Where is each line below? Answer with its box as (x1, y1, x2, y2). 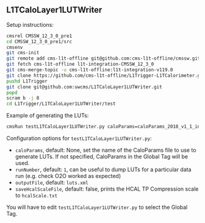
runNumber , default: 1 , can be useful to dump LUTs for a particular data (15, 166, 192, 173)
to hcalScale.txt (15, 192, 58, 199)
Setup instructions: (6, 21, 54, 28)
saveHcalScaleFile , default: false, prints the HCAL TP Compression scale (15, 185, 199, 193)
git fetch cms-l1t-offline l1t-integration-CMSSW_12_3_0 (6, 61, 154, 68)
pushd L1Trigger (6, 78, 48, 84)
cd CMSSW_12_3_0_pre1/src (6, 38, 72, 44)
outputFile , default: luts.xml (15, 179, 88, 186)
